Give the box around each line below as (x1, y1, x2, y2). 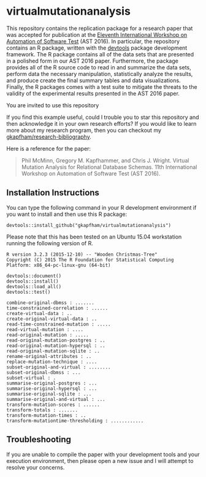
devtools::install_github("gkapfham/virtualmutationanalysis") (6, 222, 172, 228)
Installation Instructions (6, 188, 100, 198)
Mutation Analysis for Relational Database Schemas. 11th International (21, 163, 197, 170)
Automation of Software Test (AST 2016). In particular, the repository (6, 37, 180, 45)
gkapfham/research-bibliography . (6, 133, 92, 140)
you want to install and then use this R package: (6, 210, 128, 218)
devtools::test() (6, 289, 51, 295)
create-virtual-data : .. (6, 310, 72, 316)
